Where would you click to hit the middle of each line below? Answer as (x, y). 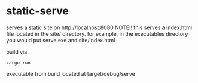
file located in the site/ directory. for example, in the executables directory (97, 33)
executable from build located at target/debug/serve (71, 73)
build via (17, 51)
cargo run (19, 63)
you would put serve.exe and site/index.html (61, 40)
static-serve (37, 11)
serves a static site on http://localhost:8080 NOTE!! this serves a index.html (99, 27)
